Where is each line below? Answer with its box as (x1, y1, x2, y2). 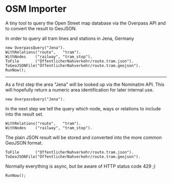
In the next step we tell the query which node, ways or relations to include (5, 105, 161, 111)
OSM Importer (5, 3, 67, 15)
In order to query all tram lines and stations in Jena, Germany (5, 35, 134, 41)
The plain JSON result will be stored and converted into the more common (5, 134, 162, 141)
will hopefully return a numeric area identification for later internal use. (5, 86, 154, 93)
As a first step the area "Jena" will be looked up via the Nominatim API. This (5, 81, 165, 87)
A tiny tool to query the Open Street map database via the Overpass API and (5, 20, 166, 26)
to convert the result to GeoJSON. (5, 25, 77, 31)
